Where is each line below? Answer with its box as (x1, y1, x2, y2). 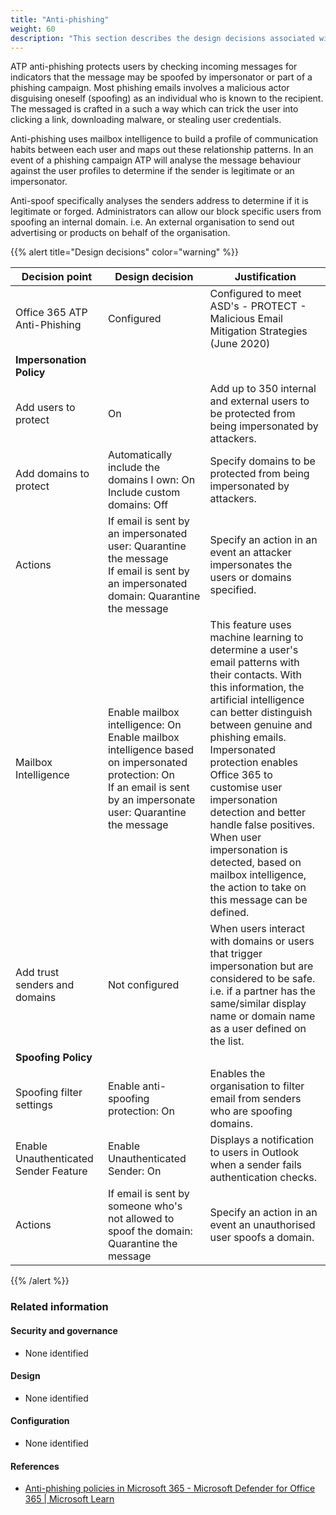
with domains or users (209, 934, 315, 948)
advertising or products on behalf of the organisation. (10, 227, 231, 239)
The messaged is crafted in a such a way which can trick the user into (10, 103, 299, 115)
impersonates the (209, 558, 293, 572)
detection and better (209, 806, 307, 820)
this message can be (209, 893, 308, 907)
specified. (209, 583, 257, 597)
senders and (15, 978, 75, 992)
